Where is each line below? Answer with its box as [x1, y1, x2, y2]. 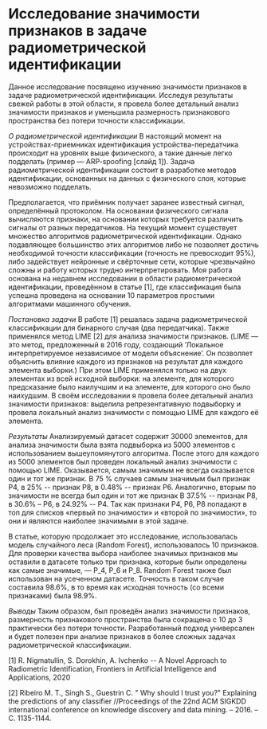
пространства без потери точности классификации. [8, 116, 186, 125]
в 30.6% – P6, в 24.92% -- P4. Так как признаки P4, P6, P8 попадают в [8, 499, 247, 508]
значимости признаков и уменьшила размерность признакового [8, 107, 230, 116]
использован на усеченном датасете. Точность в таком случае [8, 574, 225, 583]
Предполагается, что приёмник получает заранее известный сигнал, [8, 197, 245, 207]
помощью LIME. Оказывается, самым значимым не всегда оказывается [8, 465, 255, 475]
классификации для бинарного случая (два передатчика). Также [8, 323, 230, 332]
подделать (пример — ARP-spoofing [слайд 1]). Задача [8, 156, 195, 166]
